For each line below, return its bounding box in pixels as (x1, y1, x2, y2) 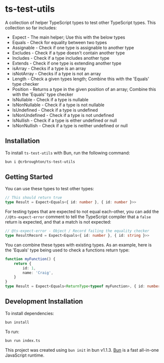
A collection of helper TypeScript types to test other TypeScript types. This (5, 20, 156, 25)
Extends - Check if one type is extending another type (12, 60, 122, 66)
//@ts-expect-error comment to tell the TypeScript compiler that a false (5, 214, 151, 220)
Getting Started (5, 173, 53, 181)
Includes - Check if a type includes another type (12, 55, 110, 61)
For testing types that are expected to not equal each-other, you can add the (5, 209, 159, 215)
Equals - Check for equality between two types (12, 39, 107, 45)
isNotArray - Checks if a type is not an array (12, 70, 101, 76)
